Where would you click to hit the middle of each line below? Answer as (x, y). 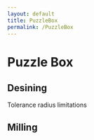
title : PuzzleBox (33, 21)
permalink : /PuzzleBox (40, 27)
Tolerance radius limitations (47, 105)
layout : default (31, 14)
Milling (22, 127)
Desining (27, 88)
